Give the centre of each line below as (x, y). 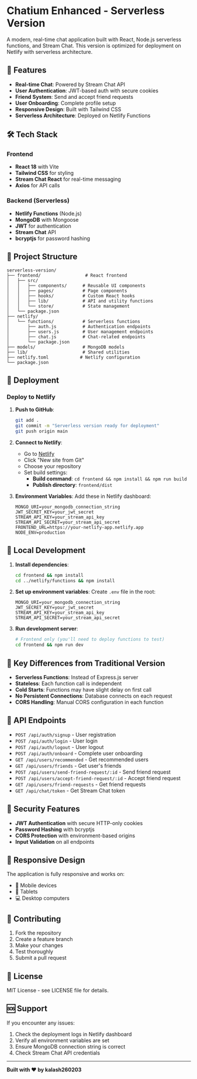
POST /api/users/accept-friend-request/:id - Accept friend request (98, 778)
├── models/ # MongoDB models (66, 347)
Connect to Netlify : (39, 442)
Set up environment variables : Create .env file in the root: (85, 592)
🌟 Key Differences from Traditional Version (86, 663)
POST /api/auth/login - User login (56, 741)
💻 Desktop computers (42, 898)
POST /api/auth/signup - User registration (65, 734)
